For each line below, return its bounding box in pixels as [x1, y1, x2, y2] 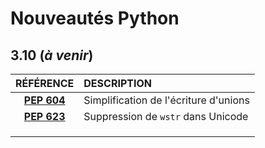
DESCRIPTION [83, 77, 152, 90]
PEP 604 [23, 93, 66, 107]
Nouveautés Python [10, 7, 180, 30]
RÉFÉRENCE [15, 77, 75, 90]
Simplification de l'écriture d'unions [83, 93, 250, 107]
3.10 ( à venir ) [10, 47, 94, 64]
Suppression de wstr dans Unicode [83, 110, 249, 123]
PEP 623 [23, 110, 66, 123]
